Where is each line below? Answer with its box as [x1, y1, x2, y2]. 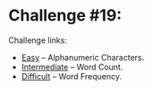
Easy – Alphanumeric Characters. [21, 52, 145, 62]
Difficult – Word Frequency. [21, 70, 123, 81]
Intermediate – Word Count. [21, 61, 123, 72]
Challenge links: [8, 35, 68, 45]
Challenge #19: [8, 5, 123, 26]
